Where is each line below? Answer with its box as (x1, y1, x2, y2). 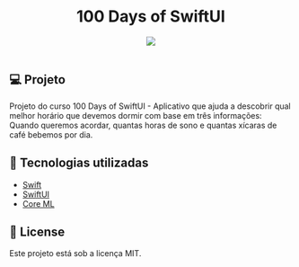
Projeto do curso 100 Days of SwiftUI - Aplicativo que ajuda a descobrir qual (9, 101, 291, 111)
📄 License (9, 224, 66, 239)
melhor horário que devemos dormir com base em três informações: (9, 110, 262, 120)
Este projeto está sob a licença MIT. (9, 248, 142, 259)
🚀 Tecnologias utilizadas (9, 156, 149, 171)
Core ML (22, 198, 56, 209)
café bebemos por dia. (9, 129, 93, 140)
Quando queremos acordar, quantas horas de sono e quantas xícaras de (9, 120, 277, 130)
